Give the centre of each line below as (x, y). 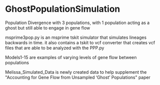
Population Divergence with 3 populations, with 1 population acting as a (78, 23)
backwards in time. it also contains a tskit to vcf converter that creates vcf (80, 42)
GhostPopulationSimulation (63, 9)
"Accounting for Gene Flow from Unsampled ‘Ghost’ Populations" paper (78, 77)
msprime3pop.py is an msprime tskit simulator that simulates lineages (76, 37)
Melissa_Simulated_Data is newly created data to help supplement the (76, 72)
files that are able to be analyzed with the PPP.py (55, 48)
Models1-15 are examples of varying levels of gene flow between (71, 57)
